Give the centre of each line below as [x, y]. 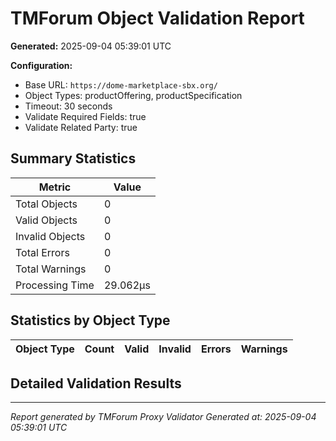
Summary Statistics [73, 158]
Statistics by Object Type [90, 320]
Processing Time [55, 285]
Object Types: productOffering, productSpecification [133, 95]
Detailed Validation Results [96, 383]
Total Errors [42, 252]
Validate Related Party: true [81, 127]
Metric [55, 187]
